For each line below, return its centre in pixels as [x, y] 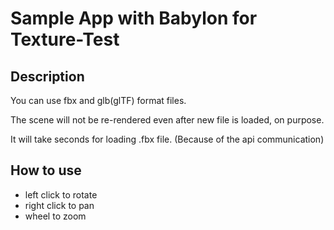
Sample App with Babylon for [134, 18]
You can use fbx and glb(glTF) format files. [98, 100]
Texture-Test [65, 39]
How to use [46, 170]
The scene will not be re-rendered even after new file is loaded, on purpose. [167, 120]
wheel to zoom [55, 216]
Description [47, 76]
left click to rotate [61, 194]
